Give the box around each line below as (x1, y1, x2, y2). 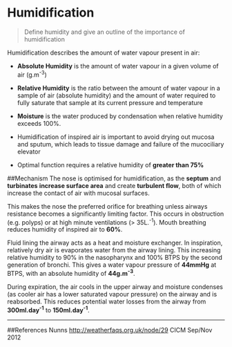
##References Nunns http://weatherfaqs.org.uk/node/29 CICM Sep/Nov (7, 326, 213, 334)
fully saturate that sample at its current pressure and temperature (17, 98, 204, 106)
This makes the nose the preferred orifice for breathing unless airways (7, 202, 208, 210)
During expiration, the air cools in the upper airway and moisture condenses (7, 282, 223, 291)
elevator (17, 147, 41, 156)
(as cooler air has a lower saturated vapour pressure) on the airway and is (7, 290, 217, 298)
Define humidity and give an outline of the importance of (23, 28, 185, 36)
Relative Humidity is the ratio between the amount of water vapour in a (17, 84, 221, 92)
